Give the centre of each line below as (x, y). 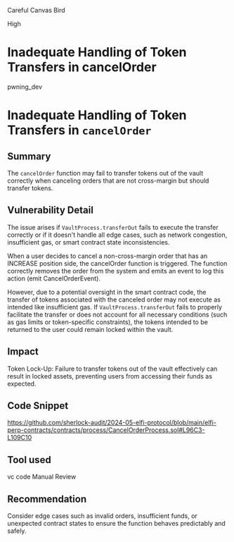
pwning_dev (25, 87)
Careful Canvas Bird (36, 10)
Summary (29, 156)
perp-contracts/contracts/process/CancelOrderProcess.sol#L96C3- (106, 430)
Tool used (29, 460)
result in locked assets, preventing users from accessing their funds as (110, 376)
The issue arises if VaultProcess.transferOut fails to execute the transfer (113, 227)
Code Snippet (38, 406)
